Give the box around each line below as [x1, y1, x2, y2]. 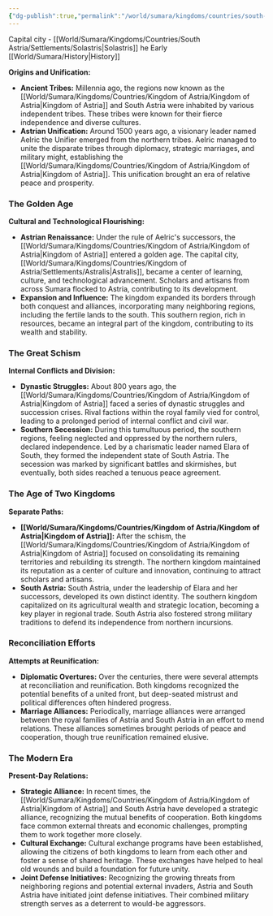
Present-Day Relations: [8, 771, 89, 780]
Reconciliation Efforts [8, 637, 96, 649]
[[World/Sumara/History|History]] [8, 51, 120, 61]
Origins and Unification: [8, 67, 91, 77]
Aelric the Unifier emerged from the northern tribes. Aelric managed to [19, 135, 258, 145]
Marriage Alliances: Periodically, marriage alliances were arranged [19, 706, 246, 715]
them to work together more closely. [19, 830, 142, 840]
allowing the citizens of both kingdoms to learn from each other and [19, 847, 248, 857]
